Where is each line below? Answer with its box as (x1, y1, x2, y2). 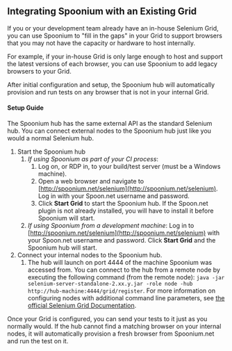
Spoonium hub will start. (27, 243, 97, 252)
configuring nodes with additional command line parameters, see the (27, 294, 225, 302)
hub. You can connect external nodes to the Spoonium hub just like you (7, 126, 212, 135)
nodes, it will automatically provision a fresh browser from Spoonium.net (7, 329, 215, 338)
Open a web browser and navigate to (38, 177, 144, 186)
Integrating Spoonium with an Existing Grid (7, 6, 197, 17)
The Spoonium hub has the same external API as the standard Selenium (7, 120, 213, 128)
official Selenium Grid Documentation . (27, 302, 137, 310)
